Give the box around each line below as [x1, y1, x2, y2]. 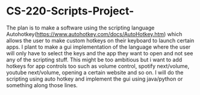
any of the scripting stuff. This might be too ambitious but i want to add [6, 56, 183, 63]
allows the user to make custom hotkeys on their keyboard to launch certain [6, 37, 195, 44]
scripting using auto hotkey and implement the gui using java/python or [6, 75, 183, 82]
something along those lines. [6, 81, 78, 88]
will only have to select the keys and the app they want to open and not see [6, 49, 193, 57]
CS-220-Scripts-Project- [6, 4, 134, 18]
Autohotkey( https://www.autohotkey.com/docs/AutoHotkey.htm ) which [6, 30, 183, 37]
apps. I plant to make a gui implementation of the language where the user [6, 43, 191, 51]
